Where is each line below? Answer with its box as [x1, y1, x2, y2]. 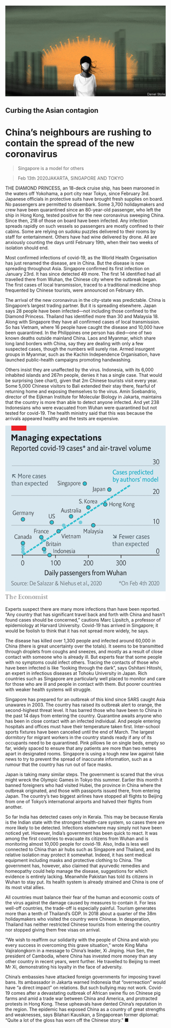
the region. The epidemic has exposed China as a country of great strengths [5, 1006, 165, 1012]
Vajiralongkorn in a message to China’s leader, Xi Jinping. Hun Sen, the [5, 947, 154, 953]
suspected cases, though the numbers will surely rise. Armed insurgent [5, 346, 155, 352]
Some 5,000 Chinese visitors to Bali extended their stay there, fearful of [5, 382, 156, 389]
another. [5, 804, 23, 810]
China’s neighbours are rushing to [5, 127, 152, 138]
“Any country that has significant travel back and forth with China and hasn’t [5, 611, 165, 617]
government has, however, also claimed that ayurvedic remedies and [5, 863, 150, 869]
